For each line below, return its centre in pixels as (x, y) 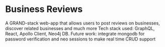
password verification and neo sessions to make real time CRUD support (80, 39)
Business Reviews (44, 9)
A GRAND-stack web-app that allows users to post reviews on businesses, (82, 23)
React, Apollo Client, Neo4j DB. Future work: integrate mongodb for (75, 33)
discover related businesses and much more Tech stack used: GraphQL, (80, 28)
